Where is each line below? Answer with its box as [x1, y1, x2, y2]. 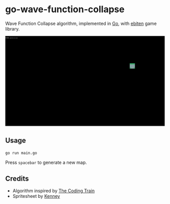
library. [5, 25, 20, 32]
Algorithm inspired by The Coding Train [12, 188, 95, 194]
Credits [5, 174, 29, 183]
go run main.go [5, 151, 37, 156]
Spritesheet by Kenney [12, 193, 60, 199]
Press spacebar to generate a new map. [5, 159, 87, 166]
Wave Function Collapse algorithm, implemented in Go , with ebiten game [5, 20, 157, 26]
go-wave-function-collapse [5, 4, 125, 15]
